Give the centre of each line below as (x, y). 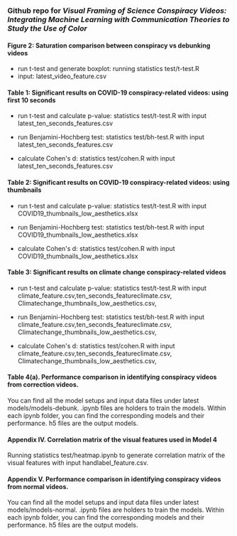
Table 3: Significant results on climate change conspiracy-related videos (117, 272)
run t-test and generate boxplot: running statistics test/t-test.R (109, 69)
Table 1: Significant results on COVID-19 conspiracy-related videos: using (118, 92)
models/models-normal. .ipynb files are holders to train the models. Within (116, 510)
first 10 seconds (32, 100)
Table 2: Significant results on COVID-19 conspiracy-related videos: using (118, 182)
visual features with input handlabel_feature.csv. (78, 463)
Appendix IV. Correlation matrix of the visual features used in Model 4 (112, 439)
